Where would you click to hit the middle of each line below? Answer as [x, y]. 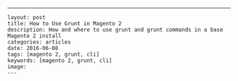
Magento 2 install [34, 36]
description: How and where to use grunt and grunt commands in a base [115, 30]
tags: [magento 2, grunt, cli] [53, 54]
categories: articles [39, 42]
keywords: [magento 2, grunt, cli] [60, 61]
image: [17, 67]
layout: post [27, 18]
